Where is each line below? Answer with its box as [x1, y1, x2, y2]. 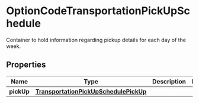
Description [152, 77, 187, 85]
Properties [6, 60, 46, 70]
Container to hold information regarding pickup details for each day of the [6, 36, 187, 43]
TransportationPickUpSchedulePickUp [35, 87, 147, 95]
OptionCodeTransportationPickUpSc [6, 4, 191, 18]
